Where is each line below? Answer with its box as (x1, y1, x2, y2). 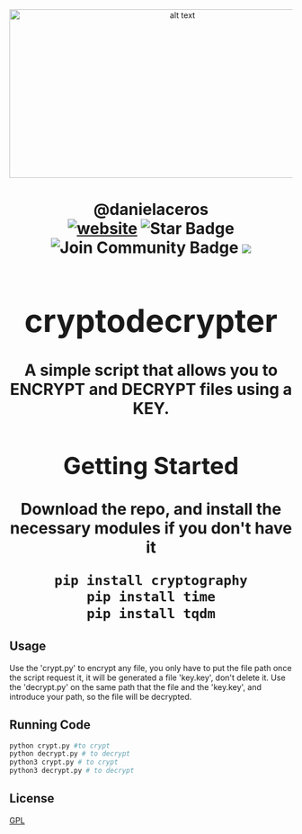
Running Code (9, 717, 92, 732)
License (9, 791, 55, 806)
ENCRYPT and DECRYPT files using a (9, 380, 293, 399)
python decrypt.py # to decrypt (9, 749, 130, 758)
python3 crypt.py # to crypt (9, 758, 119, 767)
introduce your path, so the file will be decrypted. (9, 691, 192, 702)
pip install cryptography (54, 571, 248, 588)
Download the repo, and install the (21, 498, 281, 519)
